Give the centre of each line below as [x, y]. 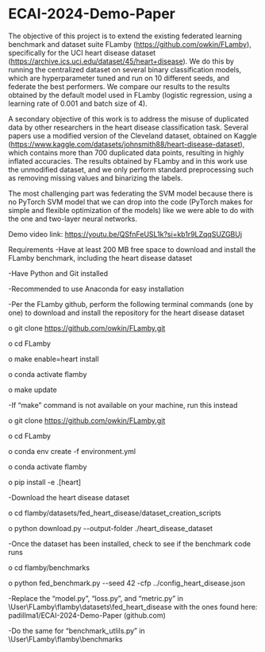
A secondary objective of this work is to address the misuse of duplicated [129, 118]
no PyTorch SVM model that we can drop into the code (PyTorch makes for [131, 202]
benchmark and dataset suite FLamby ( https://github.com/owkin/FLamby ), [130, 44]
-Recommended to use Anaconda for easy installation [96, 289]
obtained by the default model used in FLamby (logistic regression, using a [130, 95]
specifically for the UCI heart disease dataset [82, 52]
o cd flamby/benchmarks [49, 567]
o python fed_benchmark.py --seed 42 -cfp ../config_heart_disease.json [127, 583]
